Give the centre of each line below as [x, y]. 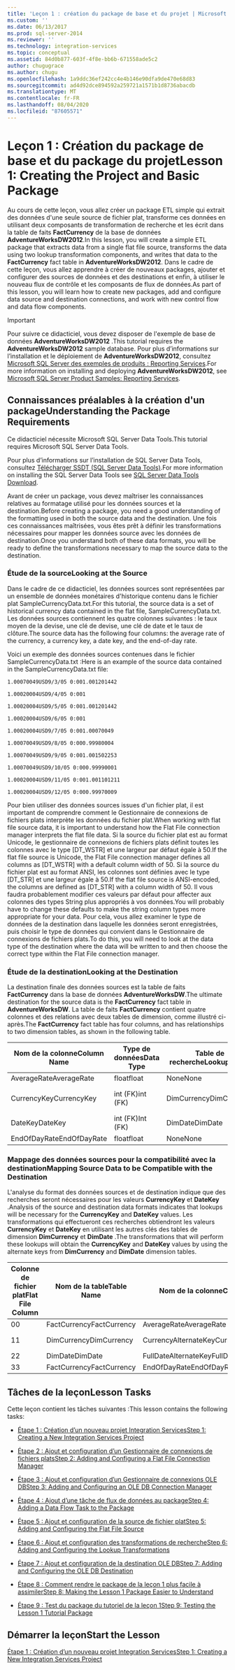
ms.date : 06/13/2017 [37, 27]
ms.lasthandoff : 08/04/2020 [48, 105]
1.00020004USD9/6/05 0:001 [47, 719]
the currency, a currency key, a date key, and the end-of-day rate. [102, 640]
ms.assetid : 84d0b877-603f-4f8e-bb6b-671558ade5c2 [83, 59]
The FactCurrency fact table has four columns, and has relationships [124, 1024]
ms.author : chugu [33, 72]
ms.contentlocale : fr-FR [43, 99]
